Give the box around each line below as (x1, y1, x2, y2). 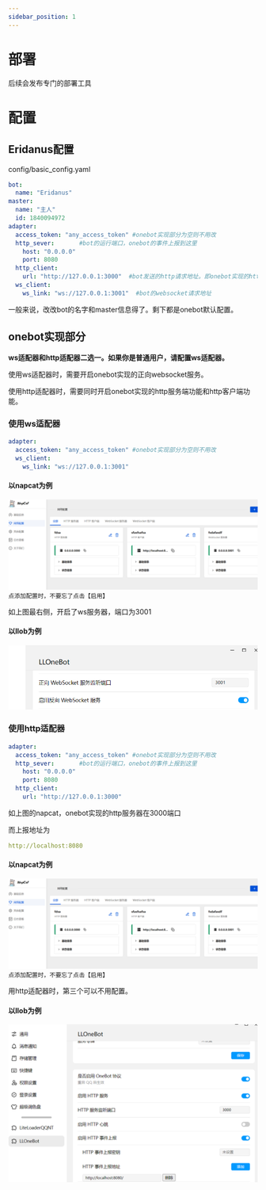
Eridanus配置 (8, 143, 74, 156)
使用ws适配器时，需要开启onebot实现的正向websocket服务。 (8, 369, 208, 379)
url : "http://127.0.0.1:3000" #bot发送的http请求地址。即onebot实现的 (22, 273, 249, 281)
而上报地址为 (8, 825, 50, 834)
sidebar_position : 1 (8, 13, 77, 21)
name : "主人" (15, 206, 56, 214)
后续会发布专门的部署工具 (8, 78, 92, 87)
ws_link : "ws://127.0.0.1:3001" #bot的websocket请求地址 (22, 289, 212, 297)
